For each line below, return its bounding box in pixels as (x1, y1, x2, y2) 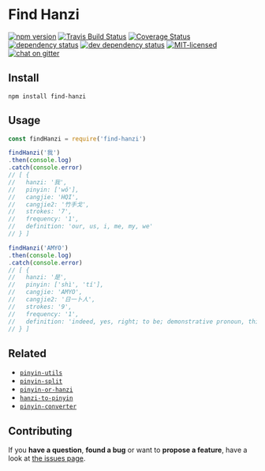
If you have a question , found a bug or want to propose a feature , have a (8, 445, 248, 455)
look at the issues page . (8, 454, 86, 463)
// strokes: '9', (8, 303, 73, 311)
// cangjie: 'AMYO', (8, 288, 83, 296)
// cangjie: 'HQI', (8, 193, 80, 201)
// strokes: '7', (8, 208, 73, 216)
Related (8, 346, 47, 360)
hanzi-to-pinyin (19, 394, 73, 402)
